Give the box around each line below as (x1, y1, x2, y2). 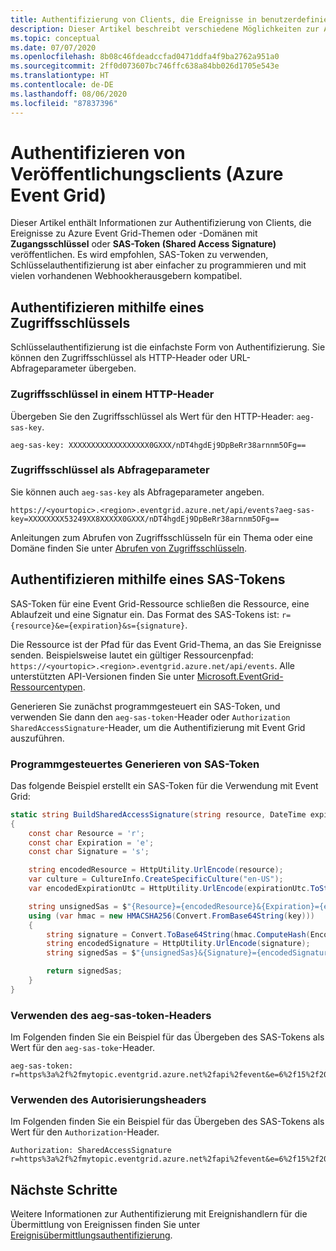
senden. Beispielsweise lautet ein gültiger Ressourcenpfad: (10, 649, 254, 661)
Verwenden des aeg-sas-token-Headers (10, 1008, 212, 1022)
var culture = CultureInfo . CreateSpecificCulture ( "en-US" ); (28, 874, 284, 885)
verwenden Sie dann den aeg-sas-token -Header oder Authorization (10, 711, 291, 723)
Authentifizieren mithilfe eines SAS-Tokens (10, 571, 286, 588)
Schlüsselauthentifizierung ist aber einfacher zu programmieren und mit (10, 259, 307, 271)
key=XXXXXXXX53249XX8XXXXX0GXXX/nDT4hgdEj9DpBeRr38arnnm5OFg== (10, 514, 280, 524)
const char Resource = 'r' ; (28, 828, 145, 838)
